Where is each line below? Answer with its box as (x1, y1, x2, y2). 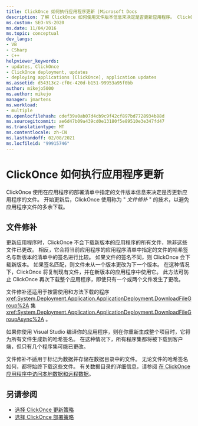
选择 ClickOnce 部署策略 (14, 414, 74, 421)
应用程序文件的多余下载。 (6, 203, 68, 210)
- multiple (6, 108, 33, 113)
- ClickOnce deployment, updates (6, 69, 88, 75)
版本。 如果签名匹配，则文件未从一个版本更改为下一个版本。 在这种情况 (16, 261, 190, 268)
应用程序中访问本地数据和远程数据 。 (6, 370, 94, 378)
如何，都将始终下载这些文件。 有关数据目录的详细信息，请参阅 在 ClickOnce (6, 363, 190, 370)
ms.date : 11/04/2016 (6, 25, 57, 31)
